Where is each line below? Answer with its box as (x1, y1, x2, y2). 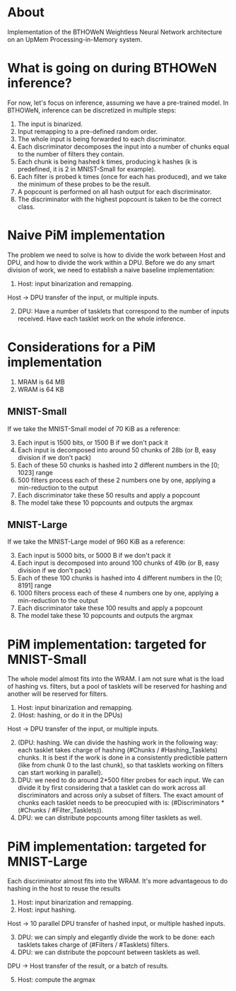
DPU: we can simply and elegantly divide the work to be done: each (17, 933, 216, 941)
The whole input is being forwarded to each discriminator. (17, 134, 187, 143)
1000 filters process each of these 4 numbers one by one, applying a (17, 589, 219, 597)
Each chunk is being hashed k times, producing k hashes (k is (17, 157, 198, 166)
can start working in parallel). (17, 769, 103, 777)
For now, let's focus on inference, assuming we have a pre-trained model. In (7, 98, 229, 107)
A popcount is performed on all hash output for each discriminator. (17, 187, 212, 195)
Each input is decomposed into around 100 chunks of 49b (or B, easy (17, 558, 220, 567)
